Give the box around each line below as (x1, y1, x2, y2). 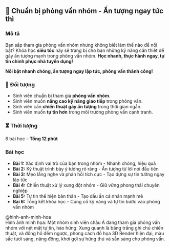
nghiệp (12, 187, 28, 194)
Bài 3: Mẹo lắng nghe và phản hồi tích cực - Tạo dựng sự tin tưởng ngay (12, 171, 165, 177)
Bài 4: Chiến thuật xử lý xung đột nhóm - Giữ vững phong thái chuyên (12, 182, 160, 188)
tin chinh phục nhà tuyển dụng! (5, 58, 73, 64)
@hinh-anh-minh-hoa (5, 214, 51, 220)
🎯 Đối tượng (5, 81, 35, 88)
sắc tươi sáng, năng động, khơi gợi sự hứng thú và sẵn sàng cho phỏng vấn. (5, 236, 165, 242)
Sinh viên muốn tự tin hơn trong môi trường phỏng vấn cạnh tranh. (12, 109, 153, 115)
